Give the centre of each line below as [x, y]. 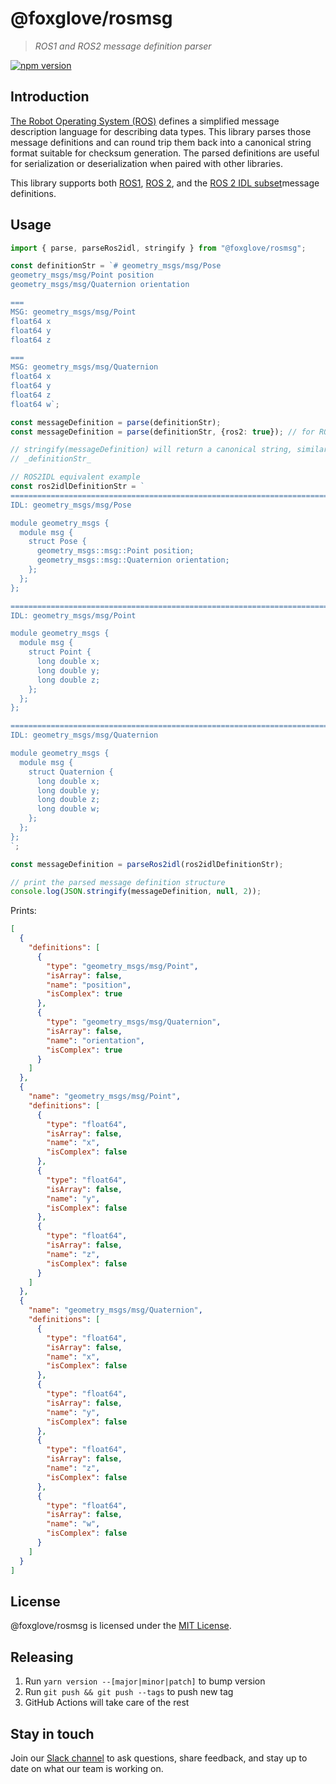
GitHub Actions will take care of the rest [107, 1703]
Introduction [50, 97]
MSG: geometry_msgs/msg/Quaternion [84, 367]
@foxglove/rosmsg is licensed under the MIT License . [121, 1626]
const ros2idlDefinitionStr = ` [77, 487]
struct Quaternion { [71, 772]
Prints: [23, 911]
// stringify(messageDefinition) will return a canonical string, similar [169, 450]
